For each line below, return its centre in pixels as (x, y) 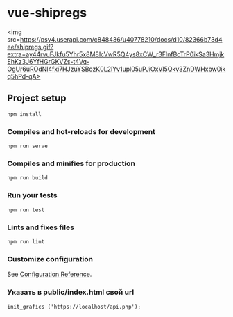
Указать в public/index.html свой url (71, 292)
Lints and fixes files (41, 227)
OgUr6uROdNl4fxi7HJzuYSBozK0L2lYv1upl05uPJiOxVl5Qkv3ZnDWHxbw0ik (116, 69)
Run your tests (32, 195)
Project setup (37, 98)
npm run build (28, 178)
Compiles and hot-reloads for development (81, 131)
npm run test (26, 210)
